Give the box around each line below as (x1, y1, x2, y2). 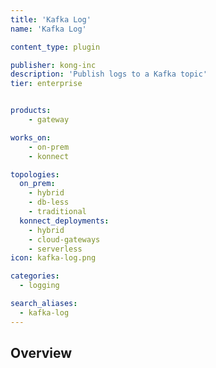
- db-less (28, 197, 70, 208)
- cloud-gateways (28, 234, 101, 245)
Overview (10, 345, 73, 362)
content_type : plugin (10, 42, 101, 52)
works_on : (10, 132, 52, 143)
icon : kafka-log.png (10, 253, 97, 263)
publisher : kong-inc (10, 60, 97, 70)
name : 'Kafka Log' (10, 24, 87, 34)
